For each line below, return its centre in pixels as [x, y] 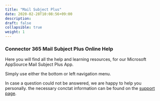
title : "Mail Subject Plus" [33, 9]
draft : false [18, 23]
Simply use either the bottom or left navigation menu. [58, 74]
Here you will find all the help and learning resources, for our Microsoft [76, 59]
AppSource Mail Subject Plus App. [39, 65]
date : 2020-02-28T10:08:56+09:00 [39, 14]
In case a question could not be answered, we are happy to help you [73, 83]
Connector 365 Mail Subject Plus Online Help [59, 49]
